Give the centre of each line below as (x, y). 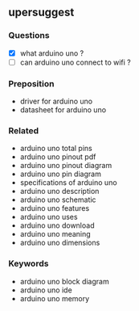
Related (24, 131)
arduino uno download (57, 225)
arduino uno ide (46, 290)
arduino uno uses (49, 217)
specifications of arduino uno (69, 183)
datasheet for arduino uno (63, 110)
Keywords (29, 263)
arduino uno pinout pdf (58, 157)
